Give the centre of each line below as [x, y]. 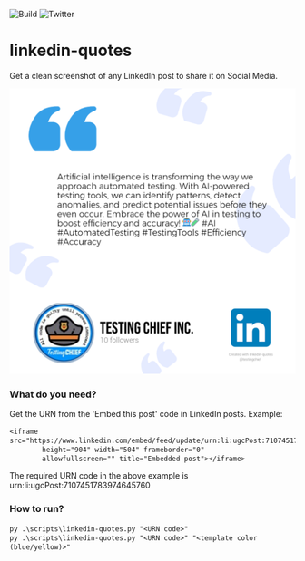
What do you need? [53, 394]
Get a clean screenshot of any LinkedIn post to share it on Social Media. [144, 75]
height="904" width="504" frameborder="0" [123, 450]
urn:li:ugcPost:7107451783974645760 [80, 486]
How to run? [37, 509]
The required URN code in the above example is [99, 476]
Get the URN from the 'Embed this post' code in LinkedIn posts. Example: [146, 414]
